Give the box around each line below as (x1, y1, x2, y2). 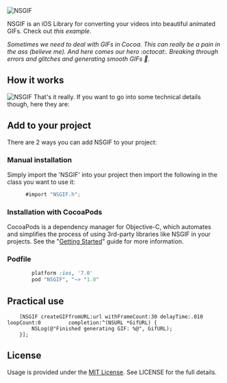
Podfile (7, 254, 32, 264)
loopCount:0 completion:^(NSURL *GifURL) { (7, 319, 157, 326)
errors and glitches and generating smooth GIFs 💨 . (7, 55, 150, 63)
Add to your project (7, 120, 92, 131)
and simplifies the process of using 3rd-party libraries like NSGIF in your (7, 230, 211, 239)
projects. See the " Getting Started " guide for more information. (7, 237, 184, 246)
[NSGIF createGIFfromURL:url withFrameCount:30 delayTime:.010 (19, 313, 204, 320)
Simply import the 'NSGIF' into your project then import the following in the (7, 170, 217, 179)
